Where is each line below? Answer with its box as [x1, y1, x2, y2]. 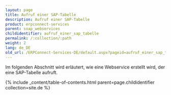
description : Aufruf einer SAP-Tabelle [5, 17, 90, 22]
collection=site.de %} [5, 84, 51, 90]
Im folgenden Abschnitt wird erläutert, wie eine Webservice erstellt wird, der [5, 64, 165, 70]
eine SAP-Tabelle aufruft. [5, 69, 58, 75]
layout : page [5, 7, 33, 13]
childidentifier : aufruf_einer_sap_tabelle [5, 31, 99, 36]
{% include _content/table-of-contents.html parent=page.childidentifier [5, 79, 155, 85]
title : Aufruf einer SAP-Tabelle [5, 12, 76, 17]
